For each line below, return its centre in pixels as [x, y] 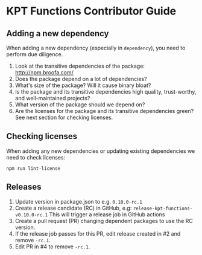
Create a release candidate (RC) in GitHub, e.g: [73, 208]
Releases [24, 187]
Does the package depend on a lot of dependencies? [81, 79]
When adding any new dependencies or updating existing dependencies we [101, 151]
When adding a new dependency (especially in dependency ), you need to [96, 48]
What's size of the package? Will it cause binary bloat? [83, 85]
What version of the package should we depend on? [80, 105]
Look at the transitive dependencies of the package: [80, 66]
